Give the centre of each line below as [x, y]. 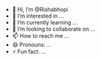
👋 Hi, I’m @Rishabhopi [40, 9]
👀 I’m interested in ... [38, 16]
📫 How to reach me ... [40, 36]
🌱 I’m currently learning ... [45, 22]
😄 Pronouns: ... [32, 45]
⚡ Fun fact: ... [29, 51]
